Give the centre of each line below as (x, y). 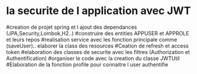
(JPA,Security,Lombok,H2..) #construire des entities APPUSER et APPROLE (98, 33)
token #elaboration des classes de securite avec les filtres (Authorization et (98, 52)
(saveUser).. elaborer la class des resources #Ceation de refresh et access (98, 46)
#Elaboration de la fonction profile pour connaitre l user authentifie (87, 64)
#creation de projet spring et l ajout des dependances (72, 27)
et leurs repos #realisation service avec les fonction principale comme (92, 39)
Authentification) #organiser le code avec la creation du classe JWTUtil (93, 58)
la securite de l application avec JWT (98, 11)
